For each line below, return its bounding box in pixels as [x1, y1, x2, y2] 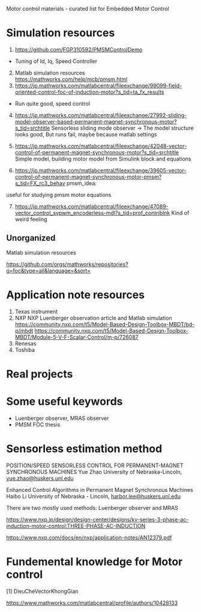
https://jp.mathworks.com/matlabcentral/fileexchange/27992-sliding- [14, 111, 187, 119]
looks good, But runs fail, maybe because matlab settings [14, 130, 157, 138]
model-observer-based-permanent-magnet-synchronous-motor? [14, 118, 177, 125]
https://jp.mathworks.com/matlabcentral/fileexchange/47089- [14, 202, 169, 210]
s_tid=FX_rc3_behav [14, 180, 66, 187]
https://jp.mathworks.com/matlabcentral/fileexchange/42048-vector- [14, 142, 187, 150]
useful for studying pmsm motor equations [6, 191, 112, 198]
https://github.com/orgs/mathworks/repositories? [6, 261, 128, 268]
